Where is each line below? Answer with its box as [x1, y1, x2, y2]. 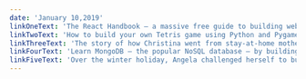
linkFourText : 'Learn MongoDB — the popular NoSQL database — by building [9, 47, 300, 56]
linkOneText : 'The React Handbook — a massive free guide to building [9, 22, 283, 31]
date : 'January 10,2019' [9, 13, 104, 23]
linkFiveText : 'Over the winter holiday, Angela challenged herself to [9, 55, 287, 64]
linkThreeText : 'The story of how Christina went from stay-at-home [9, 38, 275, 48]
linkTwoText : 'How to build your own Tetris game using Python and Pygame [9, 30, 300, 39]
